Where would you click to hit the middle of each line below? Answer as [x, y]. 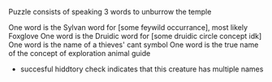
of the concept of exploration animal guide [80, 53]
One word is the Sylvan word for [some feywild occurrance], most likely [128, 27]
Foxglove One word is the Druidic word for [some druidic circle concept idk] [135, 36]
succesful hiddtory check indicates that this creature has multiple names [142, 69]
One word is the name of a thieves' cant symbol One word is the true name [134, 45]
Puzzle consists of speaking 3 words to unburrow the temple [110, 12]
